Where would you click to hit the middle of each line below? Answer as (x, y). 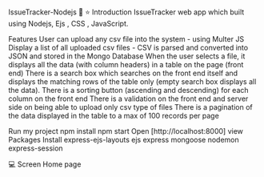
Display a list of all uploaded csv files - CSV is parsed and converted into (128, 48)
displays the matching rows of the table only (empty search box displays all (132, 82)
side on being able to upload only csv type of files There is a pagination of (131, 107)
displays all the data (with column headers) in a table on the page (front (126, 64)
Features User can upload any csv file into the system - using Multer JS (126, 39)
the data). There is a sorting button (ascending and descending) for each (129, 90)
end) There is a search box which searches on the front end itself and (123, 73)
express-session (36, 148)
